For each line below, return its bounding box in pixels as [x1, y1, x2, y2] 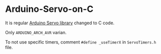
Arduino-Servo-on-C [5, 3, 93, 15]
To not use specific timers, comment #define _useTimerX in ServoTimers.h [5, 39, 157, 45]
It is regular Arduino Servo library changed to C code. [5, 20, 115, 26]
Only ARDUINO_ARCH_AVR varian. [5, 29, 67, 35]
